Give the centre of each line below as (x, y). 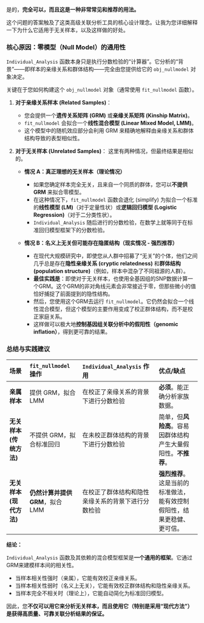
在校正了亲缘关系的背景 (116, 392)
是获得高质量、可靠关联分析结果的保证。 (57, 613)
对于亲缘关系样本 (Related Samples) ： (63, 103)
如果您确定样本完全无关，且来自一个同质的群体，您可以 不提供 (110, 185)
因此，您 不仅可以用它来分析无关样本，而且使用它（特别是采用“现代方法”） (100, 606)
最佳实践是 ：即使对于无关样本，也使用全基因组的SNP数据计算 (110, 279)
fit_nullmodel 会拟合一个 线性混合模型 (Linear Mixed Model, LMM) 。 (110, 123)
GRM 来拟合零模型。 (59, 192)
